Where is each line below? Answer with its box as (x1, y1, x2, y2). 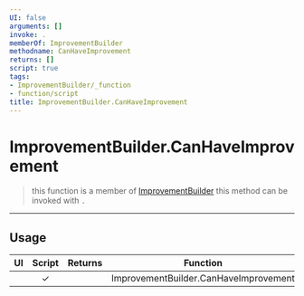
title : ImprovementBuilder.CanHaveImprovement (9, 97, 188, 107)
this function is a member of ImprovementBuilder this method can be (31, 186, 289, 196)
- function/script (9, 89, 79, 98)
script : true (9, 64, 59, 73)
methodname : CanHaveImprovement (9, 47, 131, 56)
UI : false (9, 13, 47, 23)
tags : (9, 72, 30, 81)
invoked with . (31, 196, 86, 206)
